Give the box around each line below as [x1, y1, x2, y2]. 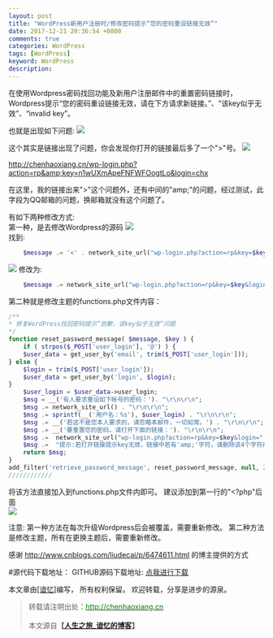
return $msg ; [23, 449, 67, 457]
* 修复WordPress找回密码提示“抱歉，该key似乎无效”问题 [8, 320, 176, 328]
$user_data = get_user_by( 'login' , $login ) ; [23, 373, 176, 381]
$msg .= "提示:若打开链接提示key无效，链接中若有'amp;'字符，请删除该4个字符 [23, 441, 263, 449]
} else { [8, 358, 38, 366]
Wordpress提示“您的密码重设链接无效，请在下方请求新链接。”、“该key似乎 [8, 98, 255, 108]
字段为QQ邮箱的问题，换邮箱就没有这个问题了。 [8, 194, 169, 204]
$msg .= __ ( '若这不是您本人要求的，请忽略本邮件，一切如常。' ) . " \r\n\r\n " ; [23, 418, 264, 427]
